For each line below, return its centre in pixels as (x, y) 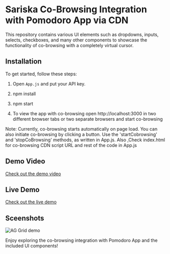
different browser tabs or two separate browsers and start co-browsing (88, 119)
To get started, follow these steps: (41, 74)
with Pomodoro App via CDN (67, 20)
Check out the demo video (33, 174)
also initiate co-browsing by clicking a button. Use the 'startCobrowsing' (81, 134)
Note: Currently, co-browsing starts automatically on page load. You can (81, 129)
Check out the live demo (31, 202)
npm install (24, 94)
